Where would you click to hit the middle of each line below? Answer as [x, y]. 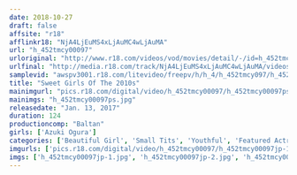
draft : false [33, 26]
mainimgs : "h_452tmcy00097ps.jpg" [73, 99]
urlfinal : [27, 67]
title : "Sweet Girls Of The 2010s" [75, 83]
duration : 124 [35, 116]
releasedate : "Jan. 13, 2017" [65, 108]
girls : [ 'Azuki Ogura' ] [53, 133]
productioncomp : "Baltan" [57, 125]
